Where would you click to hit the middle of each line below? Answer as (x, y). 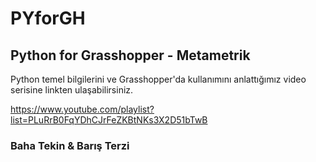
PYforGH (48, 18)
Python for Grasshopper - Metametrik (130, 55)
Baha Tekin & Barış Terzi (70, 145)
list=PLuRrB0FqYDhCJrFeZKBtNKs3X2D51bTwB (109, 120)
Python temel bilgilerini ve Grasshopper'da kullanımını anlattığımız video (158, 79)
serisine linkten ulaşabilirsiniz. (72, 90)
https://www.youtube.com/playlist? (82, 109)
